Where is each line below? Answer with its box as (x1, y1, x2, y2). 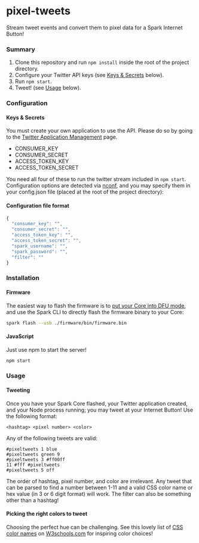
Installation (6, 274, 40, 282)
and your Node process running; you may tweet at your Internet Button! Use (6, 406, 193, 413)
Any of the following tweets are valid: (6, 434, 97, 441)
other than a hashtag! (6, 496, 59, 504)
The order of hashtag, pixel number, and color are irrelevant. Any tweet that (6, 477, 192, 484)
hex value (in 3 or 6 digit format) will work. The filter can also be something (6, 490, 191, 497)
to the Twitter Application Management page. (6, 133, 118, 141)
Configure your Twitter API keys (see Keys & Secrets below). (14, 72, 164, 79)
